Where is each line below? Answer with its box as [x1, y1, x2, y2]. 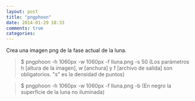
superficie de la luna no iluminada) [20, 89, 105, 96]
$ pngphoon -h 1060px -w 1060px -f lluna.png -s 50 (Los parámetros [20, 58, 190, 66]
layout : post [6, 8, 38, 15]
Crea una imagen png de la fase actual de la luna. [6, 47, 127, 54]
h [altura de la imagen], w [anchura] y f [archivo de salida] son [20, 64, 173, 71]
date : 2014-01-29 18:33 [6, 19, 65, 25]
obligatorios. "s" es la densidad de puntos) [20, 71, 125, 78]
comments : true [6, 25, 44, 31]
